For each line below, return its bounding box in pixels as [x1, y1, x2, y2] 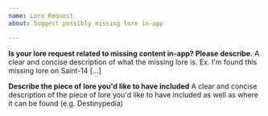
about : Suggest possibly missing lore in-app [8, 19, 163, 27]
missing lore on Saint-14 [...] [8, 65, 102, 75]
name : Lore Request [8, 11, 74, 20]
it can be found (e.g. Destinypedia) [8, 98, 123, 108]
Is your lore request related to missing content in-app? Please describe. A [8, 48, 260, 58]
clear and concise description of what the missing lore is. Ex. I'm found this [8, 57, 258, 67]
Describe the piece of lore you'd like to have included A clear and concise [8, 81, 258, 91]
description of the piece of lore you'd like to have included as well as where [8, 89, 259, 99]
